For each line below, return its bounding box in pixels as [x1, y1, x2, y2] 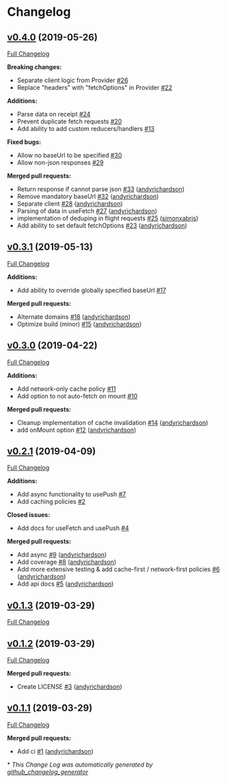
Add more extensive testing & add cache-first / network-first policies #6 [16, 565, 220, 573]
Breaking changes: [7, 63, 62, 71]
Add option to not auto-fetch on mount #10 [16, 391, 138, 400]
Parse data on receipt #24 [16, 110, 91, 118]
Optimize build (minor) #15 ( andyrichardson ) [16, 320, 142, 328]
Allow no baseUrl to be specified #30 [16, 152, 122, 159]
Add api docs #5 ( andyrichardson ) [16, 580, 114, 588]
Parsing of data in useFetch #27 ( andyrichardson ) [16, 207, 157, 215]
